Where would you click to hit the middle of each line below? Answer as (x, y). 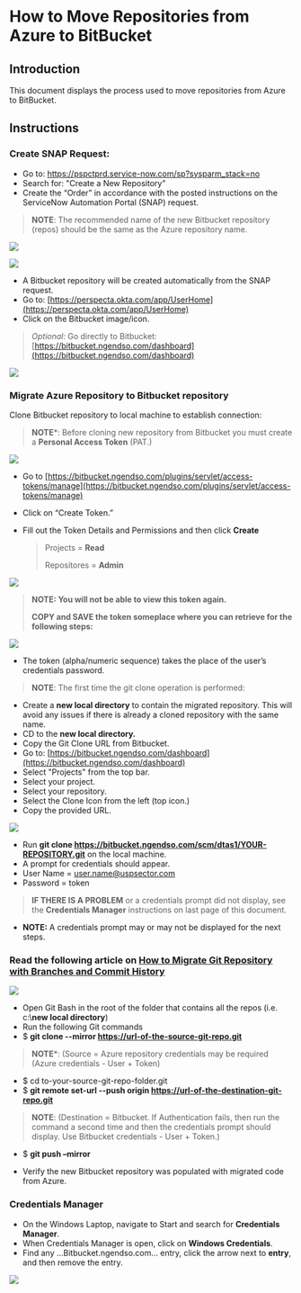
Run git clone (48, 844)
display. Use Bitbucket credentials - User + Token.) (125, 1136)
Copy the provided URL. (67, 810)
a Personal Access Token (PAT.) (92, 442)
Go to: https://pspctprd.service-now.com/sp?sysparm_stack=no (141, 174)
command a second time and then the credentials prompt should (151, 1127)
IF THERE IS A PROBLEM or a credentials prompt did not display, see (158, 900)
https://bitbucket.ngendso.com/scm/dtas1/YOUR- (170, 844)
